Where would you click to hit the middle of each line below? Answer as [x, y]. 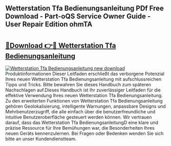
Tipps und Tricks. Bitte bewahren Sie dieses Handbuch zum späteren [78, 84]
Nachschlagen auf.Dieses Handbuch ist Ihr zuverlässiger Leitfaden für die [83, 90]
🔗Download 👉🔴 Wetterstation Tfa [61, 45]
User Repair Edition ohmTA [49, 24]
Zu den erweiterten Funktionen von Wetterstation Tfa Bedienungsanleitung [84, 101]
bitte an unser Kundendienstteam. [41, 139]
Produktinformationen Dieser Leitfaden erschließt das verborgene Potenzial [85, 74]
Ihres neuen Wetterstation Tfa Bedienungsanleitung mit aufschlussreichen [83, 79]
